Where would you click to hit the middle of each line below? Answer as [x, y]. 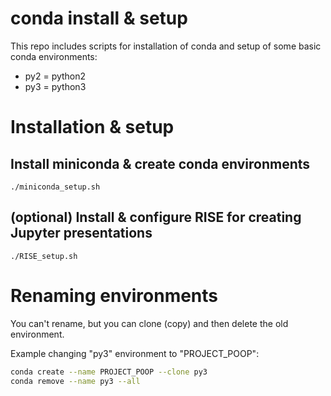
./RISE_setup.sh [44, 256]
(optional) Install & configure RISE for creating [156, 217]
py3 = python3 [55, 86]
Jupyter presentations [81, 233]
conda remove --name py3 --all [75, 381]
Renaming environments [114, 295]
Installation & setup [92, 127]
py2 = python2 [55, 76]
